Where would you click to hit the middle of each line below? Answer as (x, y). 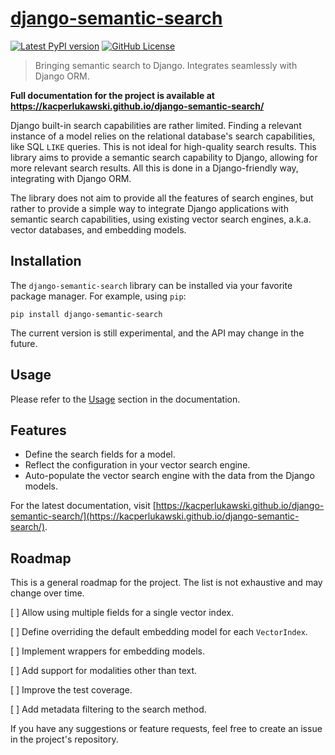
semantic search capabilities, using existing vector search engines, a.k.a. (161, 219)
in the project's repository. (64, 739)
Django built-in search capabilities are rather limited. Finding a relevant (156, 125)
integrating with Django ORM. (71, 178)
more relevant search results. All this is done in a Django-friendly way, (154, 168)
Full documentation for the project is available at (112, 95)
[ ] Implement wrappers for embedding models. (108, 651)
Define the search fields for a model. (100, 454)
